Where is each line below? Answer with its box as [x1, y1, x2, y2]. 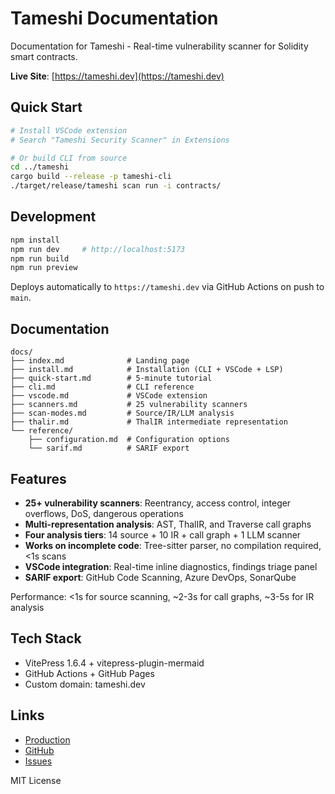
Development [10, 208, 97, 226]
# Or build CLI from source [10, 153, 128, 163]
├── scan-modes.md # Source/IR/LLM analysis [10, 408, 235, 419]
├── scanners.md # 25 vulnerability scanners [10, 400, 248, 410]
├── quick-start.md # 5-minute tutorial [10, 373, 213, 384]
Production [24, 733, 71, 746]
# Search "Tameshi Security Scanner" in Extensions [10, 135, 230, 145]
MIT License [10, 774, 62, 786]
